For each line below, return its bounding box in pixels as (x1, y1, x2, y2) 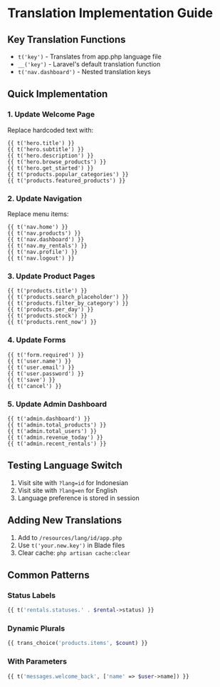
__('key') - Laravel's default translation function (17, 60, 161, 68)
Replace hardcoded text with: (7, 126, 94, 134)
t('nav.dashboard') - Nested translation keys (17, 68, 151, 76)
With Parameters (7, 656, 68, 666)
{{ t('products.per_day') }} (7, 306, 94, 313)
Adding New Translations (7, 514, 122, 526)
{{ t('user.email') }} (7, 364, 75, 371)
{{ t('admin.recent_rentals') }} (7, 440, 107, 447)
